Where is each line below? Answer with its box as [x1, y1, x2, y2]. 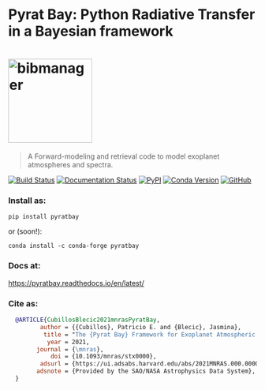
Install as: [8, 195, 47, 206]
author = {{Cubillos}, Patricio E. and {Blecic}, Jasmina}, [39, 323, 242, 331]
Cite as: [8, 298, 39, 309]
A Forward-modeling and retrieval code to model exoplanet [27, 152, 220, 161]
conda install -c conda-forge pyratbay [8, 242, 140, 250]
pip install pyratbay [8, 213, 80, 221]
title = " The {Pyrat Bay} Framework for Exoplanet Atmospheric [43, 330, 256, 339]
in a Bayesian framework [8, 22, 174, 40]
